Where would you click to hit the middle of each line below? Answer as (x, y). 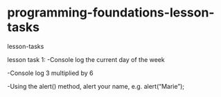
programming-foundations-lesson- (111, 13)
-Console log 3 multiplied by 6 (50, 73)
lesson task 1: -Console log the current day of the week (86, 59)
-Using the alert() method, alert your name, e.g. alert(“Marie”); (96, 86)
